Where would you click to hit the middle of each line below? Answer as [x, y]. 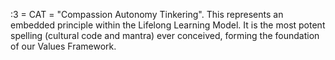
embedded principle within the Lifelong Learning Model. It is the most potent [168, 25]
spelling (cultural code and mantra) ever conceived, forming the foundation [165, 35]
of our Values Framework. [63, 46]
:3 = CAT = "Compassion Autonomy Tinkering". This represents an [147, 14]
